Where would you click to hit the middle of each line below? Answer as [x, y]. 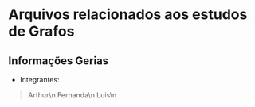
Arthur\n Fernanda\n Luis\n [72, 95]
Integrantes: [39, 80]
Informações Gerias [59, 61]
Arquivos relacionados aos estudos [128, 15]
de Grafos [41, 31]
